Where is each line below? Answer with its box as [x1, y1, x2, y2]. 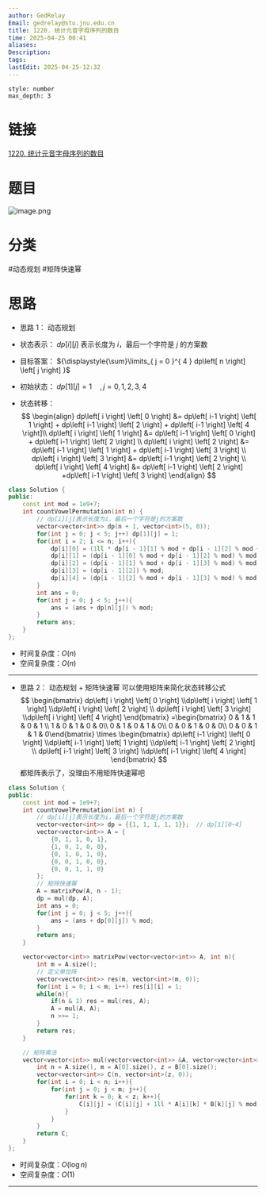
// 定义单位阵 [36, 967, 78, 976]
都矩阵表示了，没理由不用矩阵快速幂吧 [19, 767, 145, 778]
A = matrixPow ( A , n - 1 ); [36, 887, 123, 895]
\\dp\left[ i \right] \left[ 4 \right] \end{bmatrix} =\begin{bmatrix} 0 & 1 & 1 [22, 712, 256, 722]
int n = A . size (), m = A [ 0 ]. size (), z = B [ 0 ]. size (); [36, 1063, 218, 1071]
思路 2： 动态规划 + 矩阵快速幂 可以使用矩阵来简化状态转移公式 [19, 682, 226, 692]
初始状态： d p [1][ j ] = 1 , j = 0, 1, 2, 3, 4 [19, 382, 147, 391]
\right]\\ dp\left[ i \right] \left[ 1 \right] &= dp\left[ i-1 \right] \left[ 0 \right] [22, 428, 256, 437]
